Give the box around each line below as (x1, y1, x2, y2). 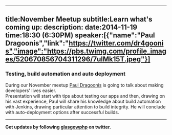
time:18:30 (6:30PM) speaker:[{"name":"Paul (5, 31, 155, 40)
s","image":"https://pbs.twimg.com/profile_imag (5, 47, 167, 56)
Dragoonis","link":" (5, 39, 69, 48)
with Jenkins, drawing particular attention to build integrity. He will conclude (5, 103, 166, 110)
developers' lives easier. (5, 87, 56, 94)
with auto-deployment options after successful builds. (5, 109, 119, 115)
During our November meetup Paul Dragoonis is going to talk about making (5, 82, 164, 88)
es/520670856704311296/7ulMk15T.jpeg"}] (5, 55, 150, 64)
